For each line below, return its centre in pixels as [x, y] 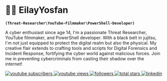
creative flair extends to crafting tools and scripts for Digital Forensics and [81, 48]
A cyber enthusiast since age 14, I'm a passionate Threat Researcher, [76, 32]
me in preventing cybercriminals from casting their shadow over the [75, 58]
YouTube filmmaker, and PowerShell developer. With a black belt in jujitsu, [81, 38]
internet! [14, 64]
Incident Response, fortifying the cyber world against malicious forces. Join [83, 53]
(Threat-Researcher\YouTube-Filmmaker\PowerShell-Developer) [70, 23]
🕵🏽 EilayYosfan [37, 10]
